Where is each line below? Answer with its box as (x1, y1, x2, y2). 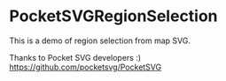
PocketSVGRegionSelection (9, 6, 219, 26)
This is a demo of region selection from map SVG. (9, 35, 191, 46)
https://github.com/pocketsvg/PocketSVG (9, 62, 162, 72)
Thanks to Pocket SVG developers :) (9, 52, 142, 63)
